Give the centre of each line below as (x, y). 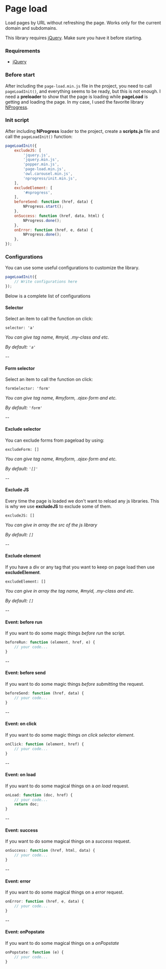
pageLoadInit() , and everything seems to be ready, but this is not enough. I (83, 91)
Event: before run (24, 622)
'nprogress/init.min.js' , (50, 178)
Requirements (23, 51)
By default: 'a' (21, 347)
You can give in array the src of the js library (51, 525)
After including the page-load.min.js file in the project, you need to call (78, 86)
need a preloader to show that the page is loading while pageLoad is (76, 97)
